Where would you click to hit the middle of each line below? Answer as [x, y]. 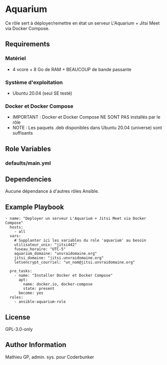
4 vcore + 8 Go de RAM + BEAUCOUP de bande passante [72, 69]
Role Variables [28, 149]
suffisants [23, 133]
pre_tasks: [21, 271]
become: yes [31, 293]
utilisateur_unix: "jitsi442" [46, 245]
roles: [16, 297]
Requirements [27, 44]
